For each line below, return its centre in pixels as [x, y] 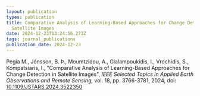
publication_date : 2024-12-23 [44, 45]
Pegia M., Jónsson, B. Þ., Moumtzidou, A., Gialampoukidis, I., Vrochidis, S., [98, 61]
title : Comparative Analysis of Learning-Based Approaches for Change [96, 23]
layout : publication [32, 12]
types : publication [30, 17]
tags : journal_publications [41, 39]
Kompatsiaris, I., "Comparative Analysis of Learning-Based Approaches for [98, 68]
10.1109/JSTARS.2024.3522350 [44, 87]
